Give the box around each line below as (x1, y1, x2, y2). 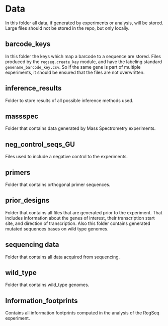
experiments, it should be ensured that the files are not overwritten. (5, 69, 145, 75)
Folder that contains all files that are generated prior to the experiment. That (5, 209, 162, 215)
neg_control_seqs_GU (5, 140, 75, 149)
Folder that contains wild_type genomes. (5, 282, 90, 288)
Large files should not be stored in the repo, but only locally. (5, 25, 130, 31)
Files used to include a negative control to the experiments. (5, 154, 128, 160)
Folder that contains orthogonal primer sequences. (5, 181, 111, 188)
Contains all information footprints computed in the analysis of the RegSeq (5, 310, 159, 316)
